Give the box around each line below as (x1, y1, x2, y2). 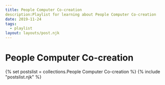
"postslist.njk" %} (5, 73, 42, 80)
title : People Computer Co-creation (5, 7, 82, 12)
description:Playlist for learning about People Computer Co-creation (5, 12, 156, 17)
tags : (5, 21, 17, 26)
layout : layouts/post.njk (5, 30, 59, 35)
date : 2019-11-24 (5, 16, 42, 21)
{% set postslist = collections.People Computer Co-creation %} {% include (5, 68, 160, 74)
